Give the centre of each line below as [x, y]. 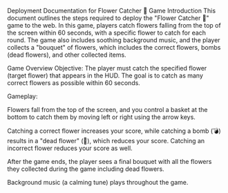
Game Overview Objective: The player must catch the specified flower [107, 68]
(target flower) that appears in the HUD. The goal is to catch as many [105, 75]
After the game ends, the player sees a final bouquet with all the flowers [110, 162]
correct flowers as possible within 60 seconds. [74, 83]
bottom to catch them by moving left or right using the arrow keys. [101, 117]
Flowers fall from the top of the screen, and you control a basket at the [107, 110]
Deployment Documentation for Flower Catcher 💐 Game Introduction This [112, 11]
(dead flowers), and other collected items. [67, 55]
